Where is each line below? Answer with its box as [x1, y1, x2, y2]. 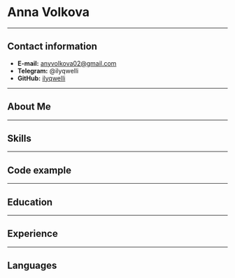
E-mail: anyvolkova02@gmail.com [17, 59, 117, 67]
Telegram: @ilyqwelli [17, 66, 79, 75]
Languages [7, 260, 57, 272]
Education [7, 196, 53, 208]
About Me [7, 101, 51, 112]
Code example [7, 164, 72, 176]
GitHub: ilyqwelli [17, 74, 66, 82]
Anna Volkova [7, 4, 90, 20]
